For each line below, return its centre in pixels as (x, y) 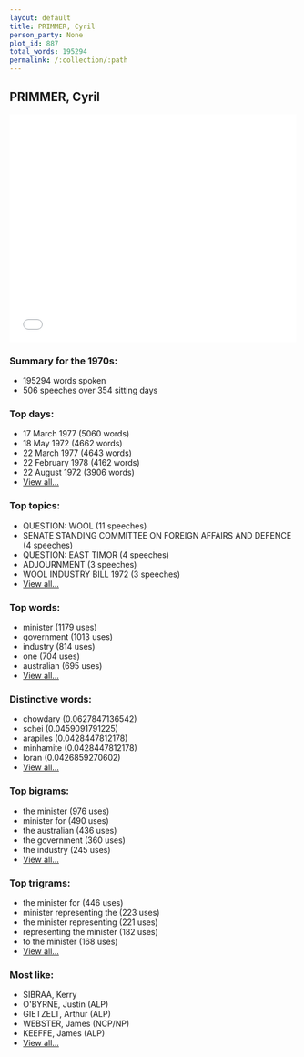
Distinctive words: (51, 699)
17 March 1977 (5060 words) (76, 434)
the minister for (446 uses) (73, 902)
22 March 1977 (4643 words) (77, 453)
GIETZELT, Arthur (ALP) (67, 1014)
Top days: (32, 414)
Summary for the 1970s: (64, 361)
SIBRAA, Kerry (50, 995)
